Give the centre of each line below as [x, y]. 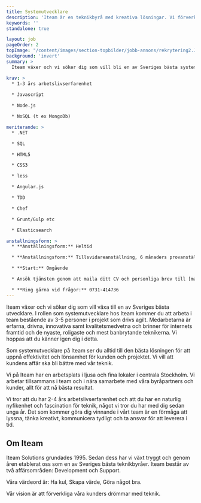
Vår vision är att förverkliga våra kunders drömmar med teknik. [83, 494]
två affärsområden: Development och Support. [64, 471]
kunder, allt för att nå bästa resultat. [50, 387]
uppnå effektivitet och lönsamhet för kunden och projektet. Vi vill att [90, 357]
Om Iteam [25, 443]
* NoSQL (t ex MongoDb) [41, 116]
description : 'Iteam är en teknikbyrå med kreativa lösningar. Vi [91, 17]
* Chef [20, 208]
